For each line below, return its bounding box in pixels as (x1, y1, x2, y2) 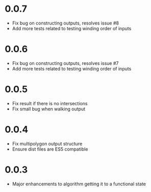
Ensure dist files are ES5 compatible (12, 146, 88, 152)
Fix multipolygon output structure (12, 140, 83, 147)
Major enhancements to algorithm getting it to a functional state (12, 181, 146, 187)
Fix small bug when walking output (12, 106, 86, 112)
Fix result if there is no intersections (12, 100, 88, 106)
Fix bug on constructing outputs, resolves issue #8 (12, 20, 119, 26)
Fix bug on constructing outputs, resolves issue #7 (12, 60, 119, 66)
